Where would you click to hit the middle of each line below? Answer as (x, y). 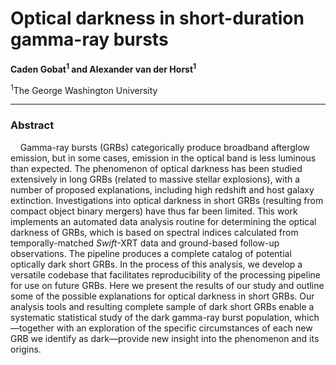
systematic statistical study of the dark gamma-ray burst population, (151, 317)
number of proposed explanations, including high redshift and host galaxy (162, 189)
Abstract (32, 125)
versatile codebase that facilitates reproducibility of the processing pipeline (165, 274)
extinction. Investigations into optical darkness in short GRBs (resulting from (167, 200)
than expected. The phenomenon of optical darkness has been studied (156, 168)
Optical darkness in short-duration (157, 18)
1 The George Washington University (84, 89)
